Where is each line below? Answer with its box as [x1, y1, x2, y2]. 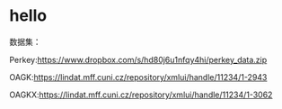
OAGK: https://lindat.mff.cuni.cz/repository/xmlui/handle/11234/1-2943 [9, 71, 268, 82]
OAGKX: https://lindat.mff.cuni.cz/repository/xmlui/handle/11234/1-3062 [9, 89, 273, 100]
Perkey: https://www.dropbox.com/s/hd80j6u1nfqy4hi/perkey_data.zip [9, 54, 268, 65]
